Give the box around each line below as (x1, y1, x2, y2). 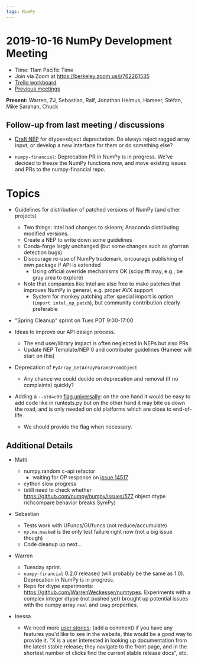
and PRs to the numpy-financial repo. (14, 166, 106, 173)
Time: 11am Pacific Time (14, 66, 74, 73)
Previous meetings (14, 85, 60, 92)
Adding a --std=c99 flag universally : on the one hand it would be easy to (14, 393, 191, 400)
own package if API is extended (23, 261, 101, 269)
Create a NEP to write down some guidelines (23, 236, 132, 244)
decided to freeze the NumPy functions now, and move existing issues (14, 160, 186, 167)
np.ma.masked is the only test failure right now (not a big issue (23, 528, 173, 536)
